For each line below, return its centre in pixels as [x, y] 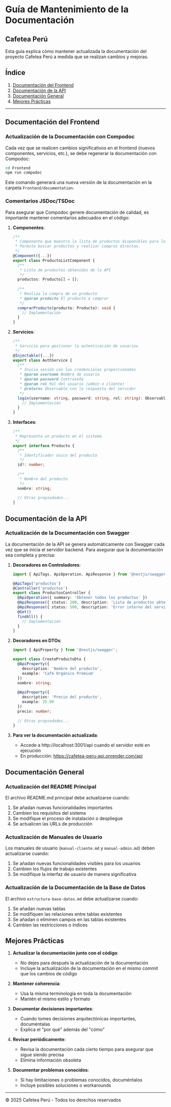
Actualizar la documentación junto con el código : [65, 953]
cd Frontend [18, 168]
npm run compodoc [24, 173]
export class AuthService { [42, 360]
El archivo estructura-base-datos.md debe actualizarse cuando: [72, 898]
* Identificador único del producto [59, 455]
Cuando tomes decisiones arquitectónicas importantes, [78, 1019]
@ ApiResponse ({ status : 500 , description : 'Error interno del [85, 607]
